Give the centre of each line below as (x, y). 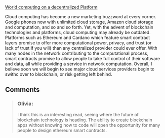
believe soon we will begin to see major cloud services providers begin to (80, 69)
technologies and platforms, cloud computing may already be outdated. (78, 32)
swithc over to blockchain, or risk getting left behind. (59, 74)
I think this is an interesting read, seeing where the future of (78, 114)
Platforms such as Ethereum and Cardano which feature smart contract (78, 37)
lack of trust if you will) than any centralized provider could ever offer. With (81, 48)
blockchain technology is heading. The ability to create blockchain (84, 120)
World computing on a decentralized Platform (51, 7)
